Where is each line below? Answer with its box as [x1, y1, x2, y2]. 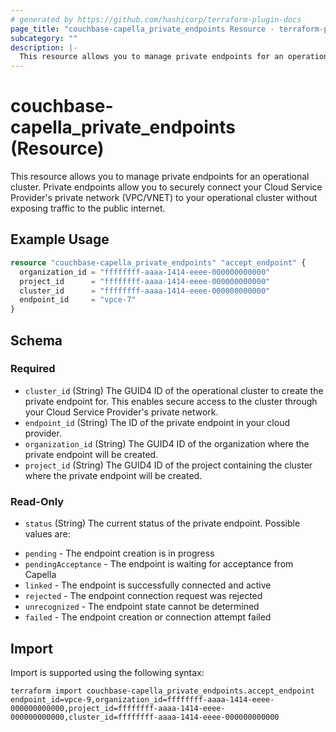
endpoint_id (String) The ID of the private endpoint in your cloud [24, 416, 290, 428]
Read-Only [10, 494, 65, 508]
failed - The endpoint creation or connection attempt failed [24, 611, 272, 623]
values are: [24, 528, 71, 540]
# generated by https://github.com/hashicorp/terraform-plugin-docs [10, 14, 302, 25]
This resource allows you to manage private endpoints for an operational [10, 171, 310, 183]
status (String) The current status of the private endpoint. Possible [24, 517, 301, 530]
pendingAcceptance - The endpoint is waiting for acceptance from [24, 558, 294, 570]
